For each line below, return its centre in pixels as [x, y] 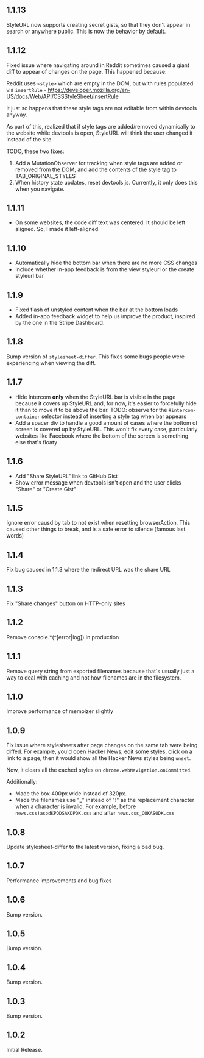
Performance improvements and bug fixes [59, 881]
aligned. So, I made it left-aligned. [58, 229]
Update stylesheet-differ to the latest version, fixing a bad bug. [85, 847]
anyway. [17, 115]
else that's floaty [36, 442]
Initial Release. [24, 1049]
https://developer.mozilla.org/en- [89, 90]
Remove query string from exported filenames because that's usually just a [100, 671]
